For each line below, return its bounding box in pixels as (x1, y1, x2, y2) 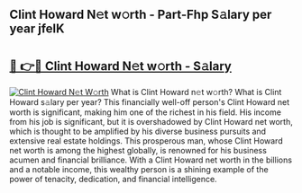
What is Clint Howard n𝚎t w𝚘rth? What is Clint (111, 87, 282, 97)
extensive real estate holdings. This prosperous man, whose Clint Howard (9, 136, 283, 146)
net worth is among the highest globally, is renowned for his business (9, 145, 268, 155)
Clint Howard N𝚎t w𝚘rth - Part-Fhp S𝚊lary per (9, 7, 272, 22)
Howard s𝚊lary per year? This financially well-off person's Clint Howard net (9, 97, 290, 107)
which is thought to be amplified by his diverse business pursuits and (9, 126, 267, 136)
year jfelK (9, 22, 65, 37)
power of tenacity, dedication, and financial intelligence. (9, 174, 218, 184)
